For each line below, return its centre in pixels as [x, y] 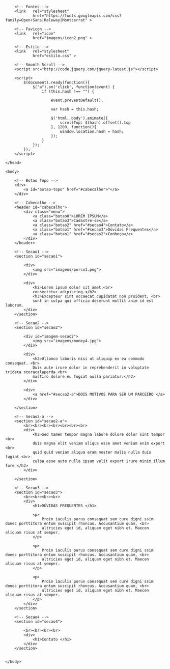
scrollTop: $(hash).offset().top [95, 123]
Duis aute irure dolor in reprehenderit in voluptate [91, 368]
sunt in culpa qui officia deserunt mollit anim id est [93, 301]
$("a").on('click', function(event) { [74, 87]
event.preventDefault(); [77, 100]
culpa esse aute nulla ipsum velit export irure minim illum [99, 461]
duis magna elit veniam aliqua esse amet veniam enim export [99, 443]
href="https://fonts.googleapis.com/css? [77, 16]
